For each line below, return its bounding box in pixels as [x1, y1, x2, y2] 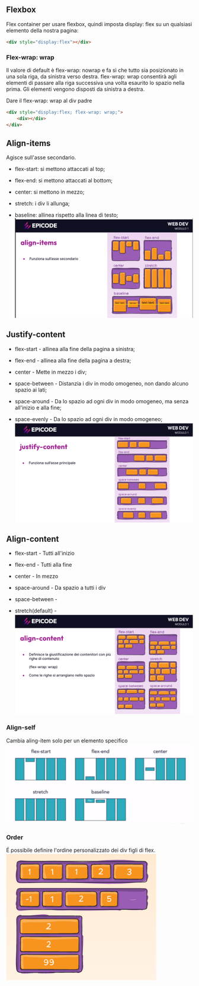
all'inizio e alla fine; [14, 404, 62, 411]
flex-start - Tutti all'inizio [14, 549, 75, 557]
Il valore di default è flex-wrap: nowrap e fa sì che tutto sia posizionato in [6, 67, 184, 74]
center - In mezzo [14, 573, 59, 580]
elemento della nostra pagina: [6, 27, 79, 34]
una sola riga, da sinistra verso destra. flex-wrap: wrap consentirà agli [6, 72, 177, 80]
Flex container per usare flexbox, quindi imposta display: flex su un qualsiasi [6, 20, 192, 27]
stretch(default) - [14, 607, 57, 614]
